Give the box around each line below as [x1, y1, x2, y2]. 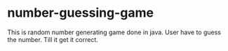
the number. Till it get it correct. [7, 35, 98, 43]
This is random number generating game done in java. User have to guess [7, 28, 221, 36]
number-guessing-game [7, 5, 154, 21]
